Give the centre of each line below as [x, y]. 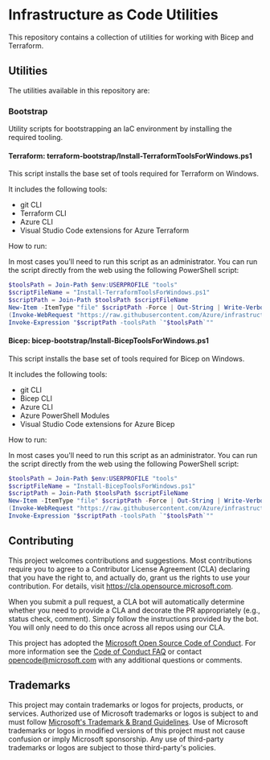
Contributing [41, 541]
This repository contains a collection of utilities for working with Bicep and [131, 37]
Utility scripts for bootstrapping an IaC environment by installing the [120, 129]
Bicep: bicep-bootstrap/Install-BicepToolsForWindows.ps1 [108, 341]
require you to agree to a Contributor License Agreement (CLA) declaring [129, 568]
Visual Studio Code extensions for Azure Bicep [97, 423]
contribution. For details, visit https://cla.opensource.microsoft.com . [121, 586]
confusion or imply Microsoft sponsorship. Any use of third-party [116, 739]
